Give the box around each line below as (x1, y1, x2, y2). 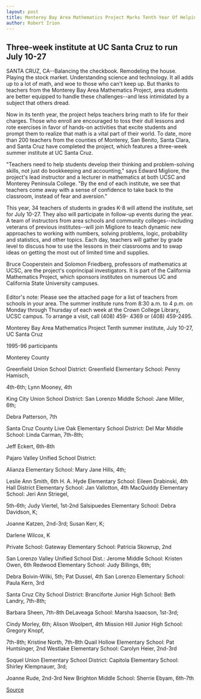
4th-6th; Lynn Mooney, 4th (6, 383, 73, 391)
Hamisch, (6, 371, 30, 379)
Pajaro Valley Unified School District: (6, 454, 97, 461)
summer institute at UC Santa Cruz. (6, 149, 94, 157)
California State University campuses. (6, 280, 99, 287)
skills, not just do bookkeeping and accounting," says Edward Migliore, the (6, 167, 190, 175)
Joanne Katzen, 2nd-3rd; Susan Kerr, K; (6, 520, 105, 527)
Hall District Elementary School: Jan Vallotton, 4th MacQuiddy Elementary (6, 484, 188, 491)
